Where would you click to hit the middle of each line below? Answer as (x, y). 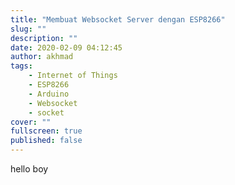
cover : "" (31, 122)
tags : (21, 66)
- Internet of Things (73, 76)
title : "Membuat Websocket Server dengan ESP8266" (118, 19)
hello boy (29, 169)
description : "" (44, 38)
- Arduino (49, 94)
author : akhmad (42, 57)
